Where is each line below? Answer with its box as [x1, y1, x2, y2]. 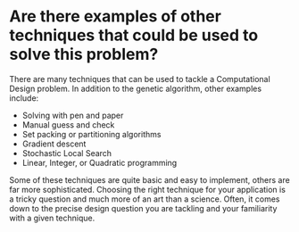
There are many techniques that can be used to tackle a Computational [9, 73, 270, 84]
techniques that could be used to [9, 25, 259, 46]
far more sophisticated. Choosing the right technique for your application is [9, 184, 286, 195]
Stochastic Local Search [21, 147, 112, 158]
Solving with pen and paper [21, 110, 124, 120]
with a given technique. [9, 212, 96, 223]
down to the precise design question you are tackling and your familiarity [9, 203, 278, 213]
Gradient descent [21, 138, 87, 149]
